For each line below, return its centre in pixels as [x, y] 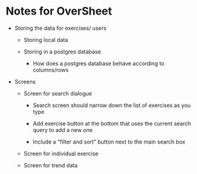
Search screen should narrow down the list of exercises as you [112, 105]
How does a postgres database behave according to [99, 63]
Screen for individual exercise [61, 153]
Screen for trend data [51, 165]
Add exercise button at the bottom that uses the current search [112, 124]
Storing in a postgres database [62, 51]
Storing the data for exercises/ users [60, 28]
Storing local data [46, 40]
